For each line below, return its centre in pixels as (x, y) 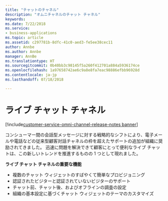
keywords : (15, 19)
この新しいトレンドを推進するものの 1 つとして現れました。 (79, 153)
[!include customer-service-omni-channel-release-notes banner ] (72, 124)
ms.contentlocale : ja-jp (31, 75)
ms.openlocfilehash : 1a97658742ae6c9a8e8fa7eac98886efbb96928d (72, 70)
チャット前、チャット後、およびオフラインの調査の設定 (69, 187)
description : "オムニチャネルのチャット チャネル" (53, 14)
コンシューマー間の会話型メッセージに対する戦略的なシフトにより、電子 (79, 134)
